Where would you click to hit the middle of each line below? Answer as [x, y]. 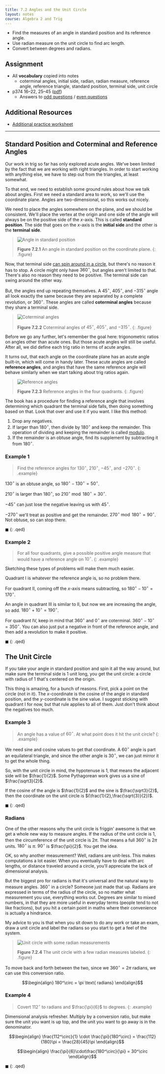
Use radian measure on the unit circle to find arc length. [69, 43]
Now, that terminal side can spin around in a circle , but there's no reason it [80, 264]
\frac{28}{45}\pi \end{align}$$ [93, 1041]
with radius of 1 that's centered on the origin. [50, 679]
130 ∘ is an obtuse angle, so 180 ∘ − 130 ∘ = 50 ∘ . [52, 483]
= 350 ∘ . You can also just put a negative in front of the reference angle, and [82, 626]
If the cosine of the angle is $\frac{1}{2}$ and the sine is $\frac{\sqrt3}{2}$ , [82, 790]
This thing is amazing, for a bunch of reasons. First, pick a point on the [77, 689]
